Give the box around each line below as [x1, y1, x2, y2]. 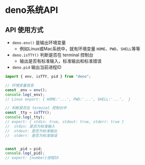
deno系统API [5, 4, 58, 16]
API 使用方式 [5, 26, 44, 34]
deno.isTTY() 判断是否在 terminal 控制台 [12, 52, 93, 58]
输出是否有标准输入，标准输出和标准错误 [19, 58, 102, 64]
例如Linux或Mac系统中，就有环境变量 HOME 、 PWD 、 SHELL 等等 [19, 46, 141, 52]
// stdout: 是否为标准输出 [5, 129, 58, 133]
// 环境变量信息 [5, 83, 34, 88]
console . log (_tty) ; [5, 115, 45, 120]
